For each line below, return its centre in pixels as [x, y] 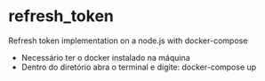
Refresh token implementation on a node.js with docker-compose [128, 40]
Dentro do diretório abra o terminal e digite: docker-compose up [139, 67]
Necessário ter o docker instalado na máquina [105, 57]
